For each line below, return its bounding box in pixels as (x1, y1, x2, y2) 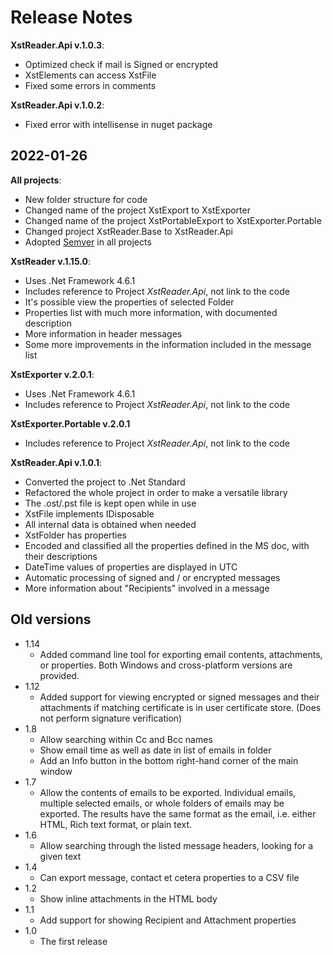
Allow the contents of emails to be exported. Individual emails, (39, 786, 297, 798)
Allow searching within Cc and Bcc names (39, 733, 213, 745)
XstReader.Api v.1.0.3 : (10, 39, 105, 51)
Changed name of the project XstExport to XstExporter (24, 204, 251, 216)
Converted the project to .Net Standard (24, 476, 186, 488)
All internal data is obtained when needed (24, 518, 197, 530)
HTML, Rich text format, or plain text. (39, 818, 193, 830)
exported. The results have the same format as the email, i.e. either (39, 807, 317, 820)
